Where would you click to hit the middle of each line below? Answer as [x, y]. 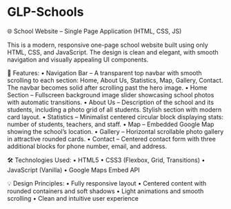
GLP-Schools [46, 12]
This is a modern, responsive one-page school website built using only [108, 45]
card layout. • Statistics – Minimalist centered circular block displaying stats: [115, 117]
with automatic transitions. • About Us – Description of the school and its [111, 102]
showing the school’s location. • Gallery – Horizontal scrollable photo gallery [115, 131]
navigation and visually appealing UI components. [78, 59]
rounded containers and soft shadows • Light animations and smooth [106, 191]
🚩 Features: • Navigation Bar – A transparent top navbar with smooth [104, 72]
